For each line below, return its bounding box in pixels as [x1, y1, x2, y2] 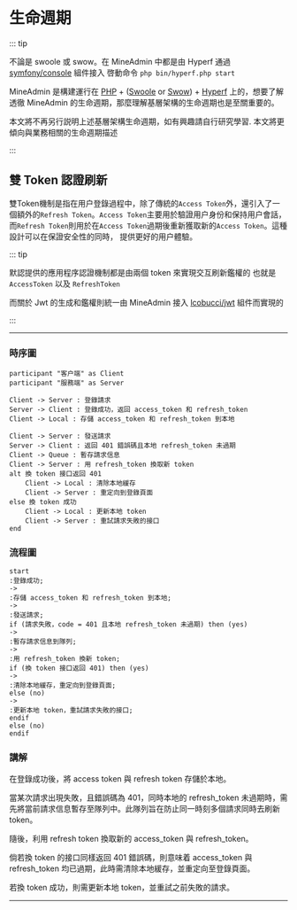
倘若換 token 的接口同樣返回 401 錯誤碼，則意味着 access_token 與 [9, 852, 253, 862]
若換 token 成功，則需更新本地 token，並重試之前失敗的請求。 [9, 882, 235, 892]
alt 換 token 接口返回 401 [9, 470, 102, 478]
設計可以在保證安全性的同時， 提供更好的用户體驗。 [9, 231, 197, 242]
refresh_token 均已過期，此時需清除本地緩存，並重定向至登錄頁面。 [9, 863, 255, 874]
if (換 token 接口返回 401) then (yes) [9, 664, 149, 673]
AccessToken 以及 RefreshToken [9, 278, 121, 289]
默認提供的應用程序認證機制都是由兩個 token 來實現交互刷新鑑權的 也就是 [9, 267, 277, 277]
